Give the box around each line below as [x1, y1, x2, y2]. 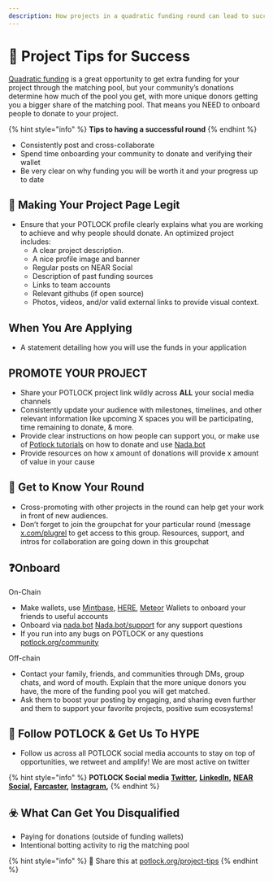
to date [19, 174, 45, 184]
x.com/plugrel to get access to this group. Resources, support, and [19, 528, 245, 538]
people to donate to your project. [8, 108, 119, 118]
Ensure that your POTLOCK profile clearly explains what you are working [19, 220, 264, 229]
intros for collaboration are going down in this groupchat [19, 536, 210, 546]
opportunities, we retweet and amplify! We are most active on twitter [19, 757, 250, 767]
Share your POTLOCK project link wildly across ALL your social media [19, 388, 254, 397]
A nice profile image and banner [32, 254, 141, 264]
